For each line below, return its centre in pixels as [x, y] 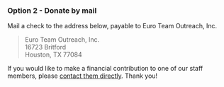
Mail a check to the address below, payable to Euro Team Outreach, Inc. [112, 26]
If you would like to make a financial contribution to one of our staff [105, 69]
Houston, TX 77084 [54, 54]
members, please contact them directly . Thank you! [83, 76]
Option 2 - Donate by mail [52, 11]
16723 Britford [45, 47]
